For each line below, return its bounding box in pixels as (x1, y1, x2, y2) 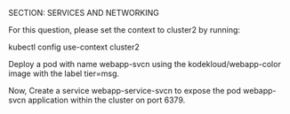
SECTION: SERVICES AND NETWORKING (8, 8, 159, 18)
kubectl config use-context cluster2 (8, 42, 140, 52)
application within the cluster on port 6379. (28, 95, 186, 105)
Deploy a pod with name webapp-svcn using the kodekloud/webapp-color (8, 59, 281, 69)
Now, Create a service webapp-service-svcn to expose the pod (8, 86, 242, 95)
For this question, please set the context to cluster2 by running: (8, 25, 241, 34)
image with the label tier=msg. (8, 68, 120, 79)
